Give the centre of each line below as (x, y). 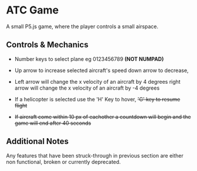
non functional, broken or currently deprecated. (64, 162)
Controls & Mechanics (47, 45)
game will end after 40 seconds (53, 123)
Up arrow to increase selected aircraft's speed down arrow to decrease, (101, 70)
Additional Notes (38, 141)
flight (21, 105)
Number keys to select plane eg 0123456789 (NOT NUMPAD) (89, 59)
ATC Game (33, 10)
